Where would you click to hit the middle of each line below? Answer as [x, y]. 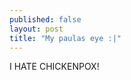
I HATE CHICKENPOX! [54, 67]
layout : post [36, 29]
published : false [45, 19]
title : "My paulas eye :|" [65, 38]
